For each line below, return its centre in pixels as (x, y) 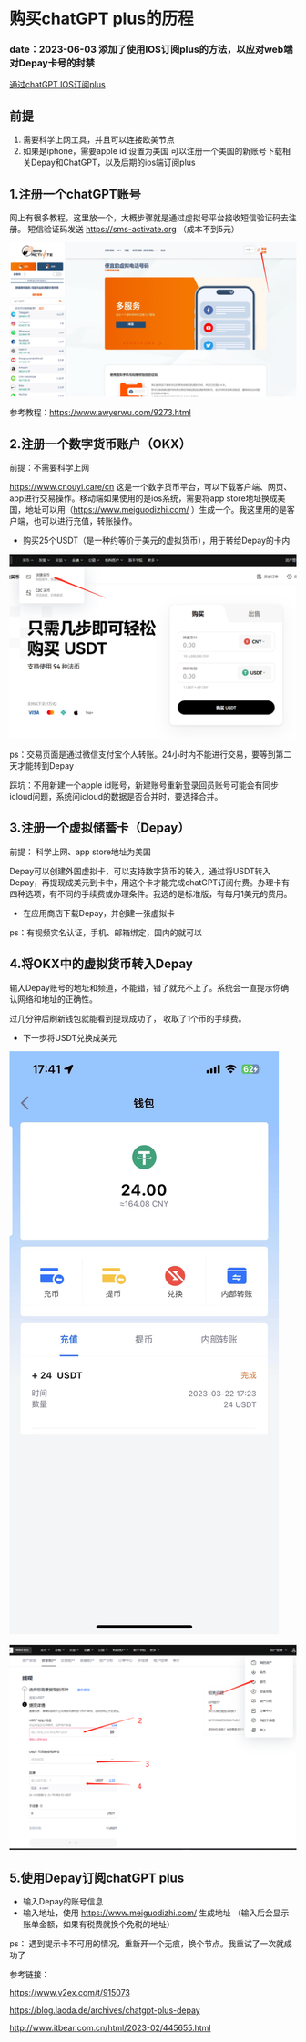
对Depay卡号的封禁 (52, 63)
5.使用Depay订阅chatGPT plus (97, 1878)
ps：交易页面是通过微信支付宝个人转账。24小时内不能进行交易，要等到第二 (151, 754)
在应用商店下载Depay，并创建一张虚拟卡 (99, 913)
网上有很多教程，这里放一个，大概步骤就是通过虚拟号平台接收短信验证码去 (149, 218)
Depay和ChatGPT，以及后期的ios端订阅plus (113, 163)
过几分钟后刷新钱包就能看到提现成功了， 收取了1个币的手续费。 (128, 1018)
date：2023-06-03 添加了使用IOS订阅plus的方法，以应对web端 (151, 49)
